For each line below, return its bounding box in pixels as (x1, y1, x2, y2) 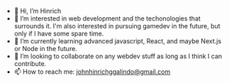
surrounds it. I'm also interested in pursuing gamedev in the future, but (13, 22, 221, 30)
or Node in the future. (13, 45, 78, 52)
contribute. (13, 60, 47, 67)
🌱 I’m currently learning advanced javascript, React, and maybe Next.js (13, 37, 222, 45)
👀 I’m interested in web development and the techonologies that (13, 14, 201, 23)
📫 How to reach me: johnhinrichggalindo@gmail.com (13, 67, 171, 76)
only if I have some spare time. (13, 29, 104, 38)
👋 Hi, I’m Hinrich (13, 7, 62, 15)
